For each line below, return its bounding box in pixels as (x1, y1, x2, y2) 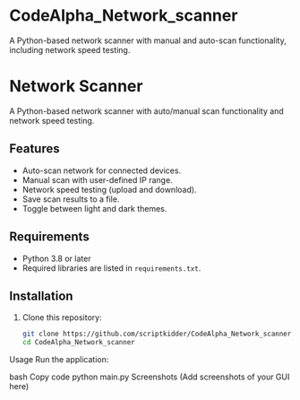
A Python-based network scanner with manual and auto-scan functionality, (9, 35, 287, 46)
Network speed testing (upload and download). (21, 184, 197, 195)
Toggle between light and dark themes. (21, 203, 167, 213)
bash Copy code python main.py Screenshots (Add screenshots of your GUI (9, 371, 290, 382)
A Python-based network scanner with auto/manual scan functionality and (9, 105, 284, 117)
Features (9, 141, 60, 157)
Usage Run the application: (9, 354, 109, 365)
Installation (9, 288, 73, 303)
